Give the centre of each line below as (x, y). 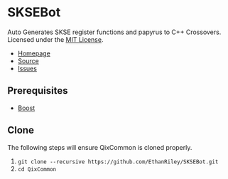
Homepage (34, 53)
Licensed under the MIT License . (55, 39)
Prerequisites (38, 91)
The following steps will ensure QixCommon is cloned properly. (100, 147)
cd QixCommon (37, 169)
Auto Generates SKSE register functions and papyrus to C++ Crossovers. (114, 32)
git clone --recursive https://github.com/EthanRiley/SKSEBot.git (118, 162)
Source (28, 60)
